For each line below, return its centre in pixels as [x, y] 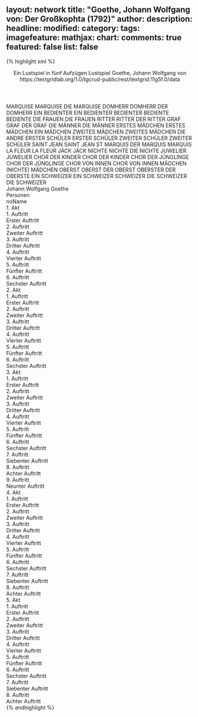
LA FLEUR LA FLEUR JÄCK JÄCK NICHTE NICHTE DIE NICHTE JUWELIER [96, 151]
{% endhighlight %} [30, 707]
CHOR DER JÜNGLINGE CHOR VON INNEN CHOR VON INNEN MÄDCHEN [97, 163]
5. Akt [13, 600]
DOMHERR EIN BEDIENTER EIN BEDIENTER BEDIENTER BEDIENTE [88, 113]
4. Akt [13, 492]
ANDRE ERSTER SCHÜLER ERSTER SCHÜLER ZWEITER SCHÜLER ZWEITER [99, 138]
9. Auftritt [18, 479]
